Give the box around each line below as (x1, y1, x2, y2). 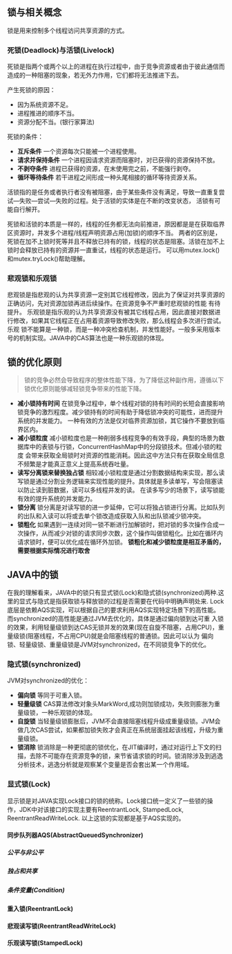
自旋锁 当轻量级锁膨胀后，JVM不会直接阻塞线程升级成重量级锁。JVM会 (17, 717, 221, 725)
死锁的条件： (7, 132, 43, 141)
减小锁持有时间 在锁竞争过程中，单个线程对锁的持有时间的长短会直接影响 (17, 399, 225, 407)
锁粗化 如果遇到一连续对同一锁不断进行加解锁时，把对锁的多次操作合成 (17, 520, 219, 529)
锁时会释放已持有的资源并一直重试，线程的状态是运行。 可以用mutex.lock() (7, 246, 220, 254)
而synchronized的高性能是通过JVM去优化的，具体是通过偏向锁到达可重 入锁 (7, 615, 224, 623)
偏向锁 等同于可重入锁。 (17, 691, 86, 700)
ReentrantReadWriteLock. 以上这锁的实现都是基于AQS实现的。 (7, 813, 185, 822)
